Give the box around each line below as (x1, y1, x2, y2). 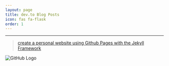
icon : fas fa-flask (5, 17, 46, 22)
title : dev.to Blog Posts (5, 12, 59, 17)
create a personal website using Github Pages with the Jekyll (17, 40, 144, 46)
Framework (17, 45, 41, 51)
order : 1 (5, 21, 24, 27)
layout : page (5, 7, 33, 13)
